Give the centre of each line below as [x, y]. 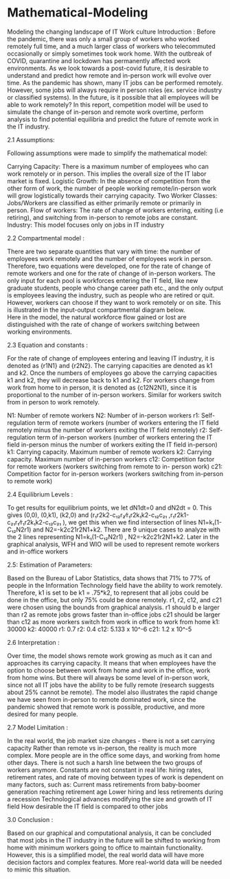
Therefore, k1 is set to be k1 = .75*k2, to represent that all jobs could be [108, 593]
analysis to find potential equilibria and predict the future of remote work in [113, 119]
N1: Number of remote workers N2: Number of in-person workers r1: [104, 415]
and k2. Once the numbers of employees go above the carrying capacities [112, 373]
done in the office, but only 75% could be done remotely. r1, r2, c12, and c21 [114, 600]
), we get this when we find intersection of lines [130, 522]
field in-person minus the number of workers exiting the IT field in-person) [112, 444]
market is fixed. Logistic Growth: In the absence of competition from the [109, 181]
